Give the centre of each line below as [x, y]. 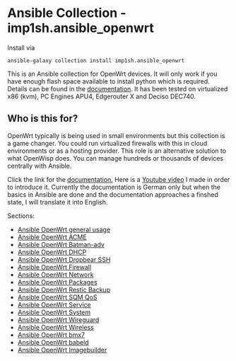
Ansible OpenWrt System [54, 312]
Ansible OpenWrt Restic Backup [64, 290]
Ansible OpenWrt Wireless [55, 327]
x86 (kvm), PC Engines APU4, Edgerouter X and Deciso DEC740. [102, 96]
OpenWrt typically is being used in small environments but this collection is [116, 135]
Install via [21, 47]
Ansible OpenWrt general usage [64, 229]
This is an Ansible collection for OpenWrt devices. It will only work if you [112, 74]
